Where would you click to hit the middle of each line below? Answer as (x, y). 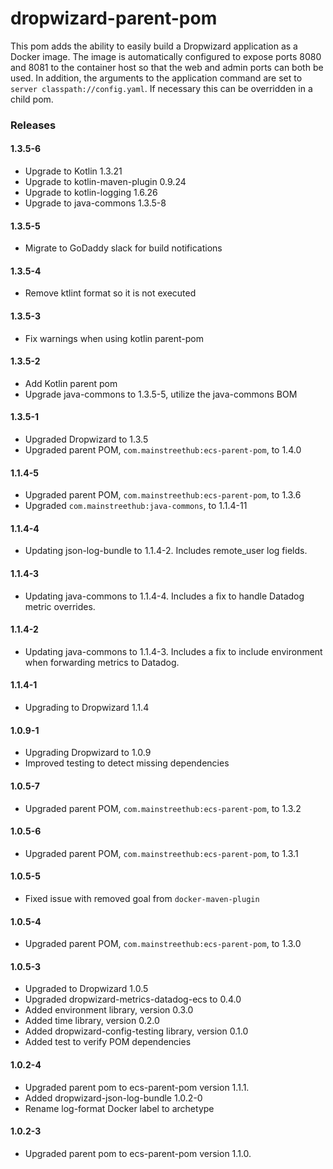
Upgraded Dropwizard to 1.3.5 (86, 439)
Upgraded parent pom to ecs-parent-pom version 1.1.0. (138, 1153)
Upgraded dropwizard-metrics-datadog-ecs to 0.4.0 (133, 999)
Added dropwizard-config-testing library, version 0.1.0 (136, 1031)
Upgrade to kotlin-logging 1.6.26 (91, 193)
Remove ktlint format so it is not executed (110, 293)
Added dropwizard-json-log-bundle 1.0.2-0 (113, 1098)
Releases (33, 125)
